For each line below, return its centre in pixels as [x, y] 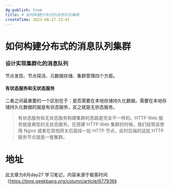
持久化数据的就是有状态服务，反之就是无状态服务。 [63, 107]
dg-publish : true [24, 10]
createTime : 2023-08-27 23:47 [38, 19]
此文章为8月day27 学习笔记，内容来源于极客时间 [57, 175]
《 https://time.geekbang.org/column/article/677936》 [61, 181]
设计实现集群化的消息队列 [37, 63]
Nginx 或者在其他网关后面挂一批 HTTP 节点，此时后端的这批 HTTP [94, 131]
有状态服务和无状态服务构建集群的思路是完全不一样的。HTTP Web [88, 118]
